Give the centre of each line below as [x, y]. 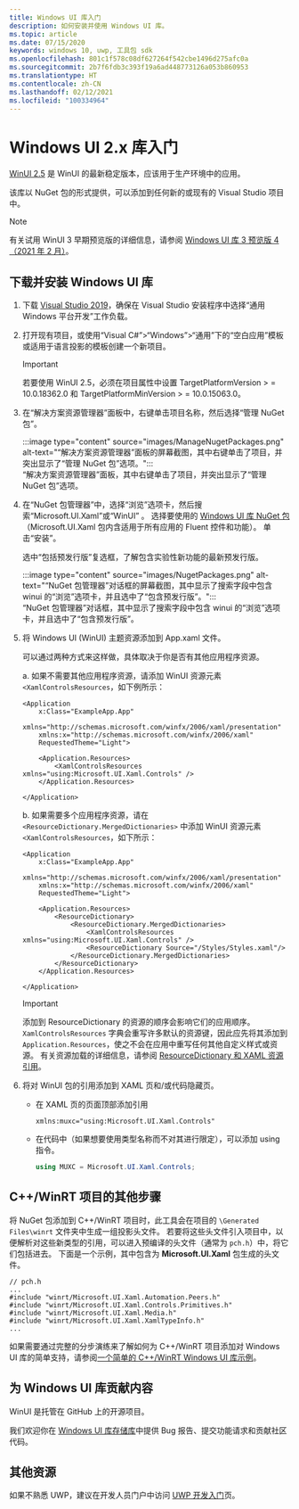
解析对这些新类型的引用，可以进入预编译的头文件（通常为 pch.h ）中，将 [149, 1242]
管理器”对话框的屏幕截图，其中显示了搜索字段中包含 [177, 586]
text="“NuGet [47, 586]
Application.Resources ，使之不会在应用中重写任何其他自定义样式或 [146, 1044]
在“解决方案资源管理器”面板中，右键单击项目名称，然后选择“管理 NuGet [153, 413]
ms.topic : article [43, 34]
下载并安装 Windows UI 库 [81, 282]
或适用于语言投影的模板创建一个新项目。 [96, 346]
